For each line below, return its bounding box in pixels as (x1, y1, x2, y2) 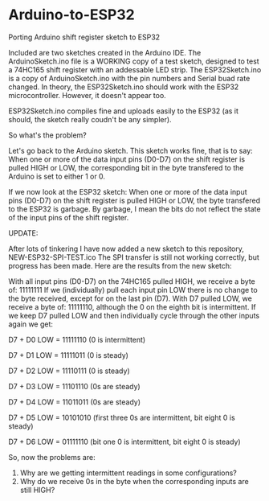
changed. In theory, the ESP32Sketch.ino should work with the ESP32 (8, 82, 239, 92)
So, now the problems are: (8, 452, 96, 462)
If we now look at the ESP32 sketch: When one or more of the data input (8, 187, 247, 196)
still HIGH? (19, 485, 55, 495)
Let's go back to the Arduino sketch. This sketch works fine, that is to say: (8, 146, 253, 155)
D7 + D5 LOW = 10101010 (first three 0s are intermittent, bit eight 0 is (8, 413, 235, 422)
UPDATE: (8, 228, 39, 238)
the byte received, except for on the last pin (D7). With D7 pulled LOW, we (8, 294, 253, 303)
